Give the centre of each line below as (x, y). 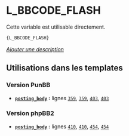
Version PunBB (28, 85)
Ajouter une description (35, 49)
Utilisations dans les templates (65, 68)
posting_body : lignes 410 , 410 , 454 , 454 (62, 126)
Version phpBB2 (30, 113)
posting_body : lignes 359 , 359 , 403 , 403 (62, 98)
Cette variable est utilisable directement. (56, 27)
